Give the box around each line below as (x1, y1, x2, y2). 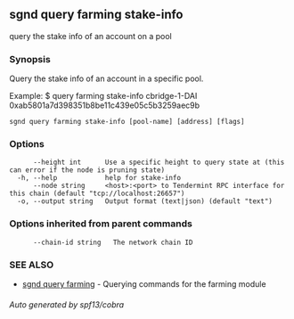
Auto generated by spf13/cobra (9, 299, 125, 310)
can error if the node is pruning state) (9, 166, 166, 175)
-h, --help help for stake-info (17, 174, 181, 183)
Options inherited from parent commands (9, 217, 193, 230)
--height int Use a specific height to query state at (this (32, 158, 285, 168)
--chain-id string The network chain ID (32, 238, 193, 247)
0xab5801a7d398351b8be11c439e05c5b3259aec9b (9, 100, 200, 110)
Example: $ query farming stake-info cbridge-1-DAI (9, 91, 198, 102)
